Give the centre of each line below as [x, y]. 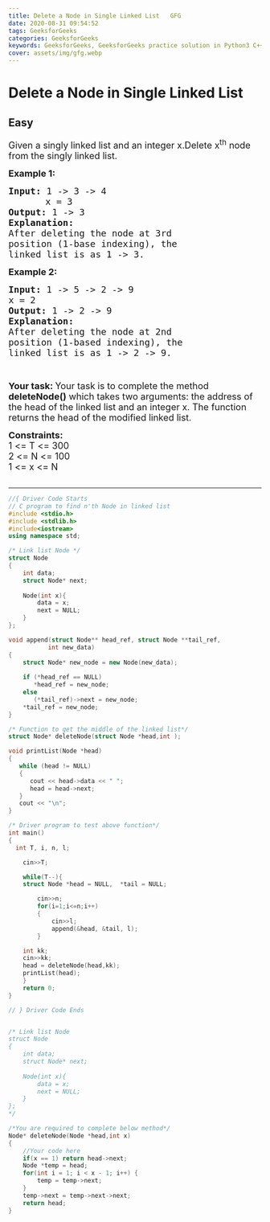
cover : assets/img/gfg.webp [55, 53]
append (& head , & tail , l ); [94, 929]
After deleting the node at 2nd [90, 332]
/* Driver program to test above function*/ [84, 826]
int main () [27, 833]
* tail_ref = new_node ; [61, 707]
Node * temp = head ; [55, 1166]
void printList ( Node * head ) [55, 751]
